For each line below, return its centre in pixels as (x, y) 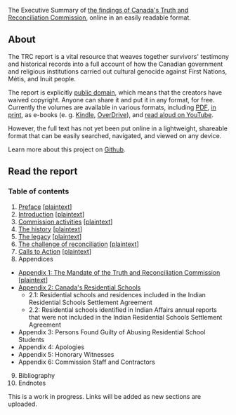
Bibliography (37, 375)
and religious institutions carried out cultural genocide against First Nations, (118, 71)
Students (31, 339)
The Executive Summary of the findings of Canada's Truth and (98, 10)
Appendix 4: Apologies (51, 347)
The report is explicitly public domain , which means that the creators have (115, 92)
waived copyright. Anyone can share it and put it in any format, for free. (111, 100)
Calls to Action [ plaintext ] (55, 251)
